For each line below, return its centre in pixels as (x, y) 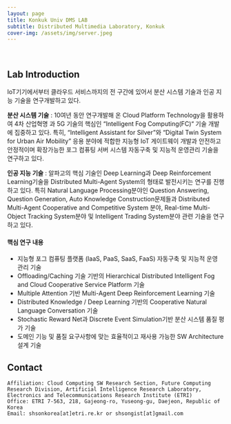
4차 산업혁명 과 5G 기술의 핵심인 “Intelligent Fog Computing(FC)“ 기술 (110, 124)
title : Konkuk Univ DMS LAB (48, 20)
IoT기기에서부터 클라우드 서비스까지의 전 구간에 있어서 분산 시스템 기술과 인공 (111, 92)
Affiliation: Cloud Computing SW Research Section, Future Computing (109, 384)
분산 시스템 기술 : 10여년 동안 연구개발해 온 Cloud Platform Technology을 (107, 116)
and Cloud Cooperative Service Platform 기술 (81, 285)
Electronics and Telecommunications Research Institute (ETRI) (100, 396)
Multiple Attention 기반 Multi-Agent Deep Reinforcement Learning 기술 (116, 293)
